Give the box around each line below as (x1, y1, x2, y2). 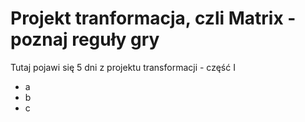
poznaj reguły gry (10, 28, 160, 51)
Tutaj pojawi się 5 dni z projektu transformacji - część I (10, 61, 236, 73)
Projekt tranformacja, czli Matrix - (10, 7, 297, 30)
